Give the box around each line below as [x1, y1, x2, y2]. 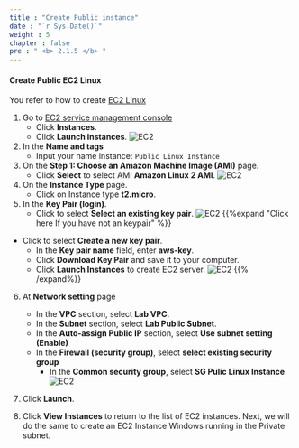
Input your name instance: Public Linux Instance [35, 151, 221, 162]
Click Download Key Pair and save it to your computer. [35, 255, 240, 266]
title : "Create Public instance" [9, 13, 140, 23]
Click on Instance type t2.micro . [35, 189, 156, 200]
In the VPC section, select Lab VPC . [35, 309, 170, 320]
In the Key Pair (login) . [22, 199, 107, 210]
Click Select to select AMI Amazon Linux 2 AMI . [35, 170, 216, 181]
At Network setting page [22, 291, 116, 303]
